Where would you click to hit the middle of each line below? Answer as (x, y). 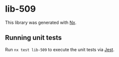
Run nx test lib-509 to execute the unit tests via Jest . (60, 49)
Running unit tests (33, 38)
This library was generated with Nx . (41, 22)
